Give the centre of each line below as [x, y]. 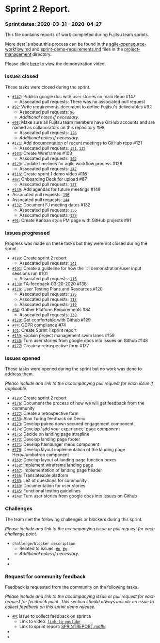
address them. [19, 374]
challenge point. [21, 534]
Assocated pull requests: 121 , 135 [52, 148]
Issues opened [23, 358]
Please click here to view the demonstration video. [56, 64]
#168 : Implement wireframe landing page [53, 465]
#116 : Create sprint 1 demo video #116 [49, 174]
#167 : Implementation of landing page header [57, 470]
